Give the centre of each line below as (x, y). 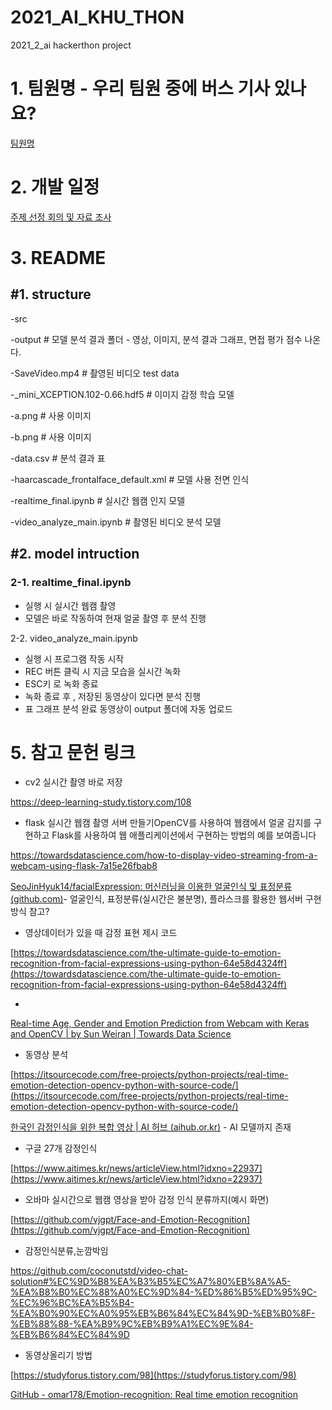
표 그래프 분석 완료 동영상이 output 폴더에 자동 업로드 (128, 708)
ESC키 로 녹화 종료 (61, 683)
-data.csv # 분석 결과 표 (58, 458)
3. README (58, 258)
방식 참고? (30, 912)
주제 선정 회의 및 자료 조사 (61, 217)
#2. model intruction (75, 554)
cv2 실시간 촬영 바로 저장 (73, 782)
